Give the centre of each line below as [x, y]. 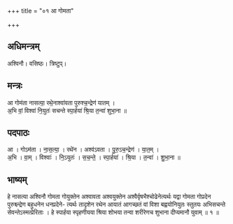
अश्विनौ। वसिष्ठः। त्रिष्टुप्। [37, 64]
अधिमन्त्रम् [23, 46]
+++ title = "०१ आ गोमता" [41, 11]
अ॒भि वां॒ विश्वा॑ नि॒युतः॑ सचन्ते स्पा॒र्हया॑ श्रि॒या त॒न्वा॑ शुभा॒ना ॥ [67, 110]
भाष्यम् [17, 180]
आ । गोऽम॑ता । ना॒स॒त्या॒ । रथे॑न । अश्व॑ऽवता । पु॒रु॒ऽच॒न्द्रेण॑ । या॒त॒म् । [83, 149]
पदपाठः [19, 133]
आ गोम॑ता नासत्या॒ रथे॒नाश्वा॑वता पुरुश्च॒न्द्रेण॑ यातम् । [61, 103]
